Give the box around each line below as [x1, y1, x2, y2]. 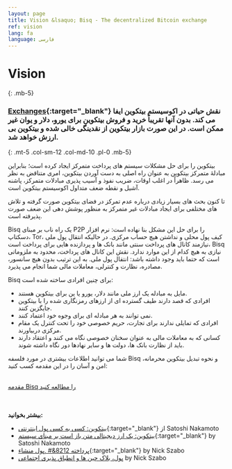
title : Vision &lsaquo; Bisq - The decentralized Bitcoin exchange [8, 17, 208, 24]
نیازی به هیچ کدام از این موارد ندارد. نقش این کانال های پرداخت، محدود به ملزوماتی [8, 247, 222, 256]
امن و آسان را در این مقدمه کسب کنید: [8, 362, 108, 370]
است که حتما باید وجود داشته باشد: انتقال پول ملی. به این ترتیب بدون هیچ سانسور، [8, 255, 219, 263]
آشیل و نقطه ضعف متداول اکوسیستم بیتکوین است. [8, 183, 140, 192]
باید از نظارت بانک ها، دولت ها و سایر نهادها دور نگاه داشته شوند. [17, 341, 185, 349]
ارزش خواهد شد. [8, 132, 59, 142]
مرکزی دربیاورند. [17, 326, 62, 334]
